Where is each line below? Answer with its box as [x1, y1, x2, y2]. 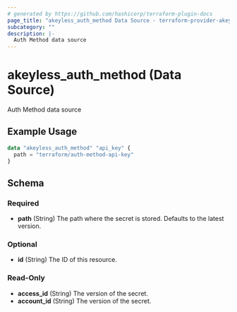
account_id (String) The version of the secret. [17, 296, 152, 305]
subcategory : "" [7, 23, 55, 30]
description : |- [7, 30, 55, 37]
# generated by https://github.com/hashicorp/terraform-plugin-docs [7, 10, 213, 18]
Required [7, 198, 39, 208]
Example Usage [7, 126, 78, 138]
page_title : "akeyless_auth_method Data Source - [7, 17, 157, 24]
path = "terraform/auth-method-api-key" [13, 151, 134, 158]
